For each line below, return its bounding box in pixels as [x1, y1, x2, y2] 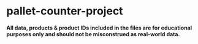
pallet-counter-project [6, 4, 124, 18]
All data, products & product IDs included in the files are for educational [6, 24, 192, 31]
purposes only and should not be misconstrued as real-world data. [6, 30, 180, 37]
